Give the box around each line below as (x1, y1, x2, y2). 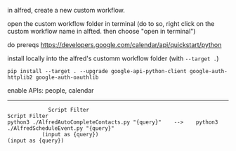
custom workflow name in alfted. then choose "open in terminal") (7, 27, 196, 35)
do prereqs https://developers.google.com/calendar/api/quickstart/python (7, 41, 222, 48)
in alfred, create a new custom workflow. (7, 6, 125, 14)
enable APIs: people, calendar (7, 86, 94, 94)
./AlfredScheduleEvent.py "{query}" (7, 125, 114, 132)
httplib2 (7, 74, 33, 81)
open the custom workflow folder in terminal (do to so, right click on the (7, 20, 215, 27)
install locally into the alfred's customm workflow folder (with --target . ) (7, 54, 219, 63)
